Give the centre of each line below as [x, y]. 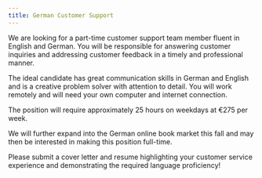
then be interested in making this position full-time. [90, 141]
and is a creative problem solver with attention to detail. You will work [120, 86]
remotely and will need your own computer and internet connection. [118, 94]
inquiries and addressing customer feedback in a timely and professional [126, 54]
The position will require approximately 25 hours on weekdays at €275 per [128, 110]
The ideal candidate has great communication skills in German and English [129, 78]
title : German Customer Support [61, 15]
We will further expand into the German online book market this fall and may [131, 133]
